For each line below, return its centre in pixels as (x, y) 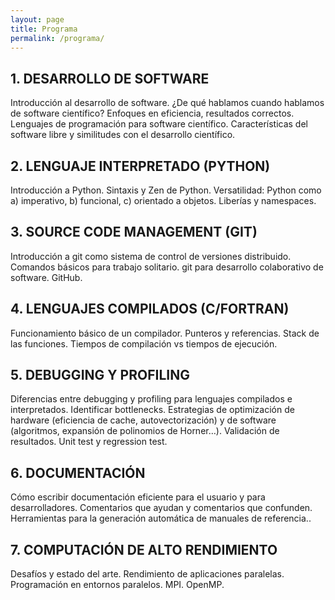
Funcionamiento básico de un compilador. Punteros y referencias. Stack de (165, 333)
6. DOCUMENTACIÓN (78, 472)
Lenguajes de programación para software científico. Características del (159, 124)
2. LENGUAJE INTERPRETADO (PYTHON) (140, 166)
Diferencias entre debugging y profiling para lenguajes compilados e (151, 399)
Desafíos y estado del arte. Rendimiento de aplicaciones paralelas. (147, 574)
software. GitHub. (46, 277)
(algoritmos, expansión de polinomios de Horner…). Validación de (145, 431)
